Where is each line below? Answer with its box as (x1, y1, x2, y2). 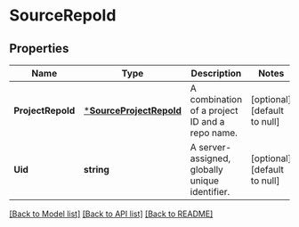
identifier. (190, 186, 230, 198)
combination (190, 93, 243, 105)
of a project (190, 104, 238, 117)
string (83, 164, 109, 175)
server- (198, 142, 232, 153)
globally (190, 164, 224, 175)
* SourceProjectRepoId (83, 104, 182, 117)
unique (190, 174, 220, 187)
